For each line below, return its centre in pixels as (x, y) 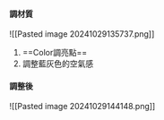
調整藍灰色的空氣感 (58, 64)
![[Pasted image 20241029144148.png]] (82, 107)
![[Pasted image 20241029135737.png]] (82, 34)
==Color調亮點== (55, 53)
